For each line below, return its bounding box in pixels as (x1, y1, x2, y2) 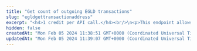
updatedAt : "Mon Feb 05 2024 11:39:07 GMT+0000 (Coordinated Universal (6, 36, 185, 42)
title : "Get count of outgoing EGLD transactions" (6, 8, 133, 15)
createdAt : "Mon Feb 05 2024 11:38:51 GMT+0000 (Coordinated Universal (6, 30, 185, 36)
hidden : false (6, 25, 41, 31)
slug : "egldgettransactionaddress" (6, 14, 93, 20)
